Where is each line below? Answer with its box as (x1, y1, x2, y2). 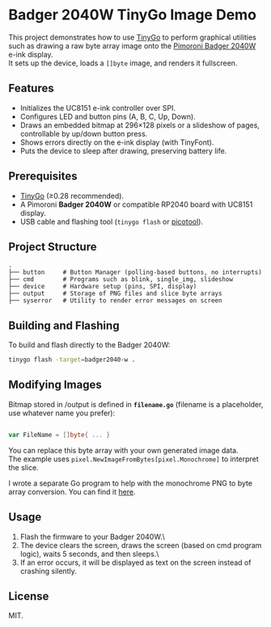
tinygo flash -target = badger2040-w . (8, 356, 136, 364)
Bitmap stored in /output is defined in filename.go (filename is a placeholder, (8, 399, 264, 409)
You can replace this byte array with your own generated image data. (8, 445, 239, 455)
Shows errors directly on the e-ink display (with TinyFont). (19, 137, 214, 147)
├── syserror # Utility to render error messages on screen (8, 297, 222, 305)
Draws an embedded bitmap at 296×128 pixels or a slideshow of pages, (19, 120, 260, 130)
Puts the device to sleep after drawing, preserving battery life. (19, 145, 227, 155)
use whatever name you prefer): (8, 408, 116, 418)
